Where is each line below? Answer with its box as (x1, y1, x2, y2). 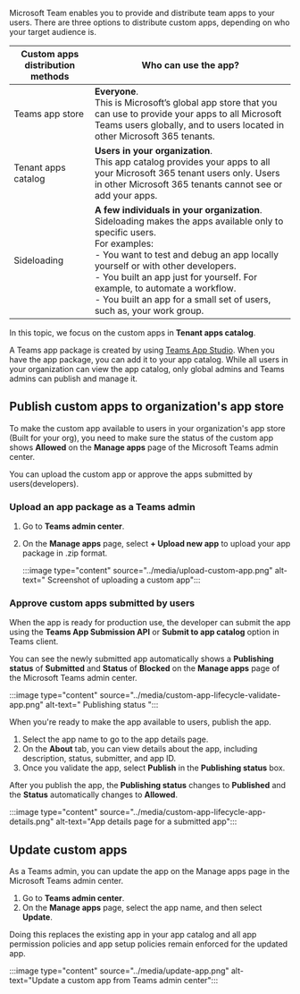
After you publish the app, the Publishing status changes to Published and (9, 780, 287, 791)
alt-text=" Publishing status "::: (45, 700, 159, 710)
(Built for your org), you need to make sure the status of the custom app (9, 432, 274, 443)
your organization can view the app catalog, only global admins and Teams (9, 364, 285, 374)
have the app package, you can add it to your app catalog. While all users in (9, 354, 288, 365)
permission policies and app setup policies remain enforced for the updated (9, 939, 288, 949)
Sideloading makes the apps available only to (94, 215, 284, 227)
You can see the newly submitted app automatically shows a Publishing (9, 653, 274, 665)
